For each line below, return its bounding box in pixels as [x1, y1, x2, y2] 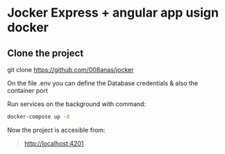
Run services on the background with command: [7, 100, 147, 108]
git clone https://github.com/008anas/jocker [7, 66, 134, 74]
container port [7, 87, 49, 94]
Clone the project [7, 47, 84, 59]
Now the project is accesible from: [7, 126, 106, 134]
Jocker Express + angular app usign [7, 5, 219, 21]
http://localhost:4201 [24, 139, 84, 147]
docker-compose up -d [7, 113, 70, 120]
